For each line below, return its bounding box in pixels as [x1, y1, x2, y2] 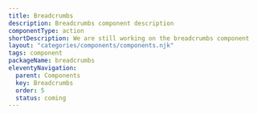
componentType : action [8, 26, 84, 35]
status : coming [15, 94, 67, 102]
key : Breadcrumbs [15, 79, 74, 87]
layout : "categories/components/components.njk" [8, 42, 174, 50]
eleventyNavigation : [8, 64, 78, 72]
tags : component [8, 49, 63, 57]
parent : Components [15, 71, 81, 79]
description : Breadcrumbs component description [8, 19, 174, 27]
